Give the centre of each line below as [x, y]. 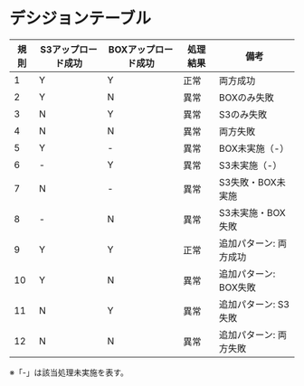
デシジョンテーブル [81, 19]
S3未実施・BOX [252, 212]
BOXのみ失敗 [246, 98]
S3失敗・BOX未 [252, 182]
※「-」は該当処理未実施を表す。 [69, 372]
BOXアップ [132, 49]
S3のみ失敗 [243, 114]
